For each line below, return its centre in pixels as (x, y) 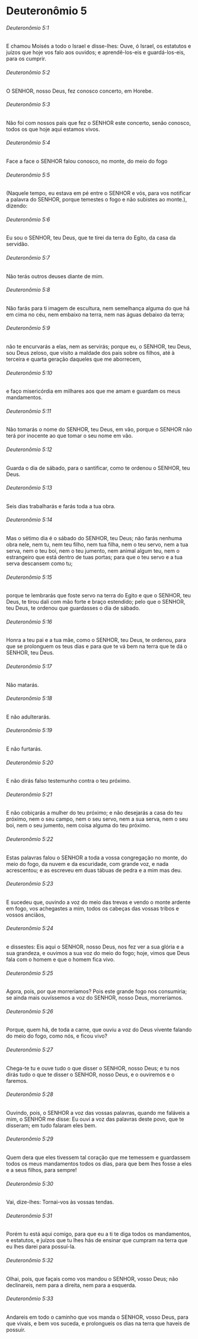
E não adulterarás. (28, 717)
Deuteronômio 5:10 (29, 373)
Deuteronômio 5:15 (29, 577)
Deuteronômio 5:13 (29, 488)
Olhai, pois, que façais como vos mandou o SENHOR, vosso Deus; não (92, 1278)
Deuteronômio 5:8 (28, 290)
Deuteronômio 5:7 (28, 258)
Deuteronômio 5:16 (29, 622)
